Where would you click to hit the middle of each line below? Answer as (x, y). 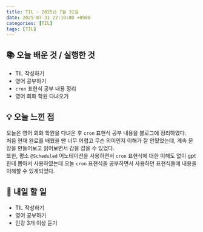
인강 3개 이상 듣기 (36, 223)
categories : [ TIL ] (29, 23)
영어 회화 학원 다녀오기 (42, 96)
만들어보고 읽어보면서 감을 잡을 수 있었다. (66, 148)
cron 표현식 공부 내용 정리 (46, 89)
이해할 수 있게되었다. (31, 171)
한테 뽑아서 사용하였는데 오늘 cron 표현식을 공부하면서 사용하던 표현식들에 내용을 (101, 163)
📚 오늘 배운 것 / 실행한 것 (51, 55)
